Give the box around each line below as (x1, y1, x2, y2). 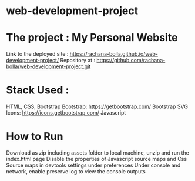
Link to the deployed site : (6, 51, 69, 58)
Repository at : (60, 57, 96, 64)
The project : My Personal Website (6, 31, 178, 45)
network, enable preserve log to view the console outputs (6, 168, 146, 175)
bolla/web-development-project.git (6, 63, 91, 70)
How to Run (6, 130, 63, 143)
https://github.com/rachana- (96, 57, 166, 64)
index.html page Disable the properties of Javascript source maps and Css (6, 156, 187, 162)
